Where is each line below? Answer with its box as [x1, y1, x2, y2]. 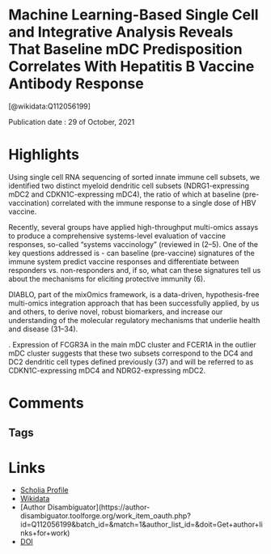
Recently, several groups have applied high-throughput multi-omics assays [8, 222, 259, 232]
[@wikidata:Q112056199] [8, 101, 91, 111]
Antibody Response [8, 75, 144, 93]
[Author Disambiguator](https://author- [19, 502, 150, 512]
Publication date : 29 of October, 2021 [8, 117, 135, 126]
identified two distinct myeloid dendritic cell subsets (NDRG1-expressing [8, 181, 249, 190]
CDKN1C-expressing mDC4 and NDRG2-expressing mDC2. [8, 365, 206, 375]
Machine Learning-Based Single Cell [8, 6, 259, 24]
